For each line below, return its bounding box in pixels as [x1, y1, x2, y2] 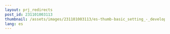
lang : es [5, 21, 23, 26]
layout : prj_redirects [5, 7, 53, 12]
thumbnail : [5, 16, 28, 21]
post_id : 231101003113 [5, 12, 53, 17]
